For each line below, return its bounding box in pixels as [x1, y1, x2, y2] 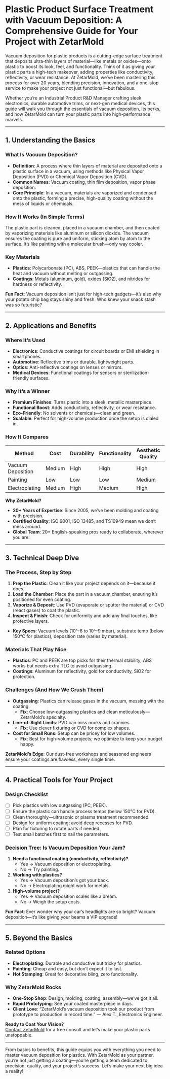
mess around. [12, 523, 41, 529]
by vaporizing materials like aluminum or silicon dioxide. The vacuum [5, 230, 149, 236]
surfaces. [30, 375, 50, 381]
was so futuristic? [5, 302, 42, 308]
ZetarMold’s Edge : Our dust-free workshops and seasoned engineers [5, 751, 152, 757]
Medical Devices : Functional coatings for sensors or [12, 369, 122, 376]
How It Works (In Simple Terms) [5, 213, 84, 220]
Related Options [5, 949, 46, 956]
